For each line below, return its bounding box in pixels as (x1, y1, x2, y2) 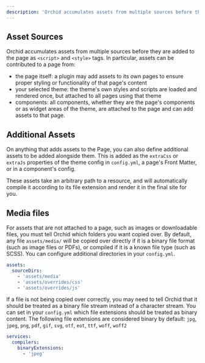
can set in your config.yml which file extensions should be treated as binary (6, 309, 198, 316)
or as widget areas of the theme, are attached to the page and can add (15, 105, 193, 113)
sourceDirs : (12, 268, 43, 274)
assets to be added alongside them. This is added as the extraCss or (6, 152, 179, 160)
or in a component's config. (6, 165, 76, 173)
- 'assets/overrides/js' (17, 285, 81, 291)
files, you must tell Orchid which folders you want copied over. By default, (6, 231, 192, 238)
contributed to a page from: (6, 61, 76, 68)
